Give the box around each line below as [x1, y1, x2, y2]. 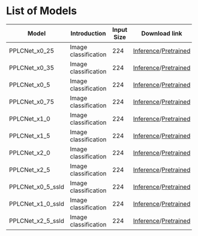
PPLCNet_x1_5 [9, 131, 51, 140]
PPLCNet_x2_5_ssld [9, 216, 65, 225]
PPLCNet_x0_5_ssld [9, 182, 65, 190]
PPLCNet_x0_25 [9, 46, 54, 54]
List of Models [6, 4, 77, 18]
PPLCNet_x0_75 [9, 98, 54, 106]
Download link [141, 29, 183, 37]
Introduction [70, 29, 106, 37]
